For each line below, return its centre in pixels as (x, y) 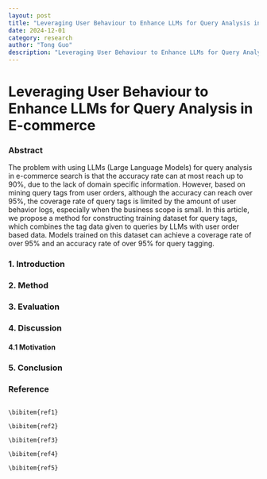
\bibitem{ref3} (33, 440)
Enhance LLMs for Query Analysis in (131, 109)
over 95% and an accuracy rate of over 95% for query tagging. (111, 244)
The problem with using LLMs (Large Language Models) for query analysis (130, 168)
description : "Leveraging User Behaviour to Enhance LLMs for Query (124, 52)
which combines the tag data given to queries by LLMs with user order (124, 226)
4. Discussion (35, 328)
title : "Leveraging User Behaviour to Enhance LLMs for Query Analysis (129, 23)
